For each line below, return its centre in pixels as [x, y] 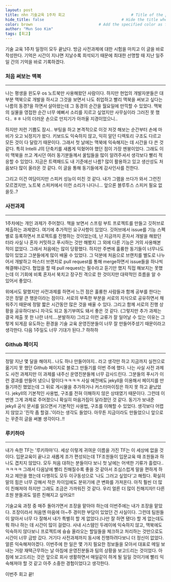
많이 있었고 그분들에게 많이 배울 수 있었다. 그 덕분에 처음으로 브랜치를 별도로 [81, 255]
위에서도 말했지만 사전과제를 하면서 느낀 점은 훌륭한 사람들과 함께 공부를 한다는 [83, 292]
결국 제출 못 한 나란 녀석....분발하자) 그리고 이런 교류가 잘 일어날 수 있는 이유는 [82, 317]
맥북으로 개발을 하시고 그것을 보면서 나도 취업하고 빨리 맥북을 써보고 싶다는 [89, 100]
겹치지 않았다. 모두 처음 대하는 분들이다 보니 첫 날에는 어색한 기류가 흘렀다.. [89, 463]
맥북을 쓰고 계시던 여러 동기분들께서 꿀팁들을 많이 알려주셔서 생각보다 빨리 [84, 155]
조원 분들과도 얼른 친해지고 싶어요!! [40, 495]
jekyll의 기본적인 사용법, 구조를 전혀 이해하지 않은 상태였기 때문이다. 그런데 [86, 393]
